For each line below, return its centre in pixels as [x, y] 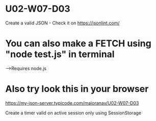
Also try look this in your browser [77, 89]
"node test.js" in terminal [60, 54]
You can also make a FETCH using [78, 43]
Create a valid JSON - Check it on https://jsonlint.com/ [62, 23]
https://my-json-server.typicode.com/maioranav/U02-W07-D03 [72, 103]
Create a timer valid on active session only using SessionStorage [73, 113]
